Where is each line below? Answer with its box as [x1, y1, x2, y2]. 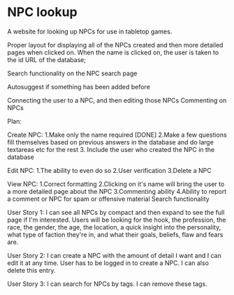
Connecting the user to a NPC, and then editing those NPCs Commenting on [7, 96, 227, 105]
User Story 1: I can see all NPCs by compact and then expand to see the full [7, 208, 225, 216]
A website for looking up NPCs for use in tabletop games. [7, 27, 173, 36]
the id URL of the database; [7, 55, 86, 63]
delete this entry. [7, 266, 56, 274]
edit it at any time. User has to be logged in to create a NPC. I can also [7, 259, 210, 267]
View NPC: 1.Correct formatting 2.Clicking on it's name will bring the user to [7, 179, 225, 188]
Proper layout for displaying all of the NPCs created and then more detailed [7, 40, 224, 49]
